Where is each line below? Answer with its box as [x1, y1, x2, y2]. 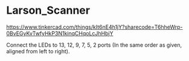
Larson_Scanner [6, 4, 91, 17]
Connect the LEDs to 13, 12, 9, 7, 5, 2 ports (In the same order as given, [6, 41, 182, 48]
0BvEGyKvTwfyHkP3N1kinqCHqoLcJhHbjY [6, 29, 114, 36]
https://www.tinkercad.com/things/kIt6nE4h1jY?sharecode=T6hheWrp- [6, 23, 183, 30]
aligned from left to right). [6, 47, 70, 54]
